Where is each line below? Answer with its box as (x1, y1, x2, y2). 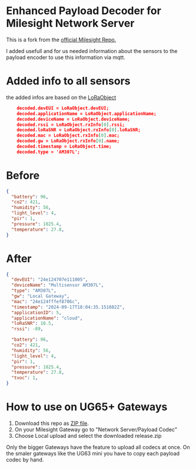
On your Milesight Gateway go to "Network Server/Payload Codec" (14, 425, 178, 433)
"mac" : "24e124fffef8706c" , (11, 298, 81, 304)
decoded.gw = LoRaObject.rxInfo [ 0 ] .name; (16, 138, 119, 144)
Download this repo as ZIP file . (14, 420, 89, 427)
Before (6, 169, 40, 182)
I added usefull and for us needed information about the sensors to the (6, 47, 178, 54)
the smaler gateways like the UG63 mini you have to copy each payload (6, 450, 180, 457)
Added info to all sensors (6, 75, 131, 88)
